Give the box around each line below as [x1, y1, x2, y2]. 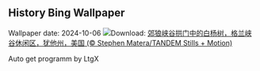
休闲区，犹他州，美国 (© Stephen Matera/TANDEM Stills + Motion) [14, 38, 233, 47]
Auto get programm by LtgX [8, 54, 99, 63]
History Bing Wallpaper [8, 6, 125, 20]
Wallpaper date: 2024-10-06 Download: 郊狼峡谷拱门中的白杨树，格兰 [8, 28, 246, 38]
